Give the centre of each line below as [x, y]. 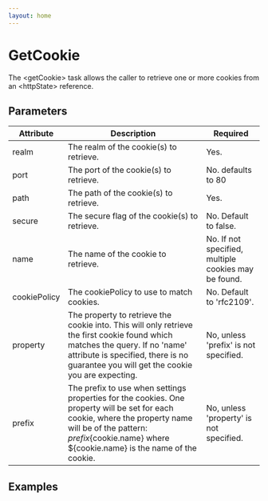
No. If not [224, 239]
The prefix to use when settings [127, 388]
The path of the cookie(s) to [120, 193]
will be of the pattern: [107, 428]
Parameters [38, 111]
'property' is [229, 419]
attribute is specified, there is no [128, 355]
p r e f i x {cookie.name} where [118, 439]
